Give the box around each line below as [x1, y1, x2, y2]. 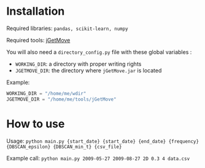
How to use [6, 116, 65, 131]
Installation [6, 4, 65, 18]
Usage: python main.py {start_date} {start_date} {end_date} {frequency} [6, 137, 199, 145]
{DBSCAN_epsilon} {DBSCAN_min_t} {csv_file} [6, 143, 122, 150]
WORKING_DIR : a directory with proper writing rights [15, 60, 142, 67]
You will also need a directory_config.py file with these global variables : [6, 48, 192, 56]
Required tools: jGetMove [6, 36, 71, 44]
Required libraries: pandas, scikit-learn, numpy [6, 25, 129, 32]
